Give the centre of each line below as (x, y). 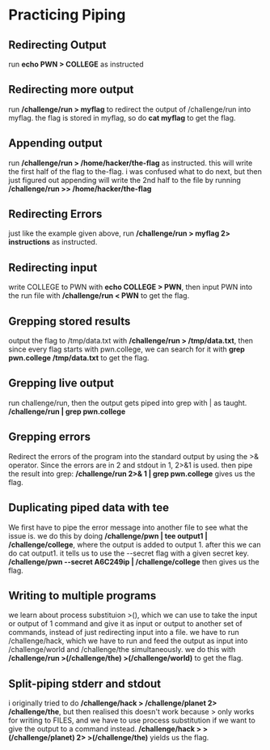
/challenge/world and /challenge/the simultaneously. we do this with (122, 650)
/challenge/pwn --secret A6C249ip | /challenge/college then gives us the (134, 561)
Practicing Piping (67, 15)
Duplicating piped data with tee (89, 508)
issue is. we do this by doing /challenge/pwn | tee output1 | (108, 535)
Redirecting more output (71, 89)
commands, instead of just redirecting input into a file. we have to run (124, 633)
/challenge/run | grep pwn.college (67, 411)
